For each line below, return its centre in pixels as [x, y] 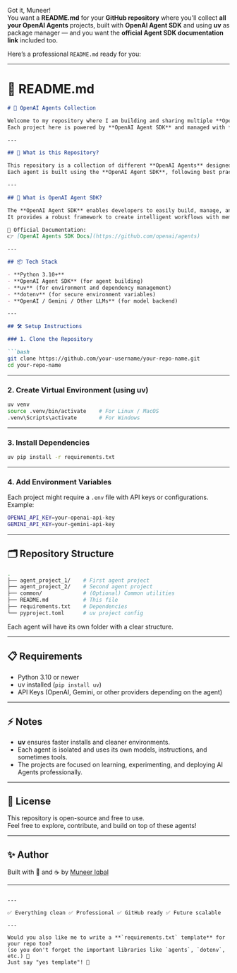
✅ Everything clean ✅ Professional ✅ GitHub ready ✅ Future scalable [114, 913]
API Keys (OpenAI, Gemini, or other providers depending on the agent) [120, 692]
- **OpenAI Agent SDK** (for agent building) [75, 281]
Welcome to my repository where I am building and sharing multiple [110, 121]
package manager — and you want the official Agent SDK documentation [116, 33]
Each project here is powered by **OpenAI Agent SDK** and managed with [116, 127]
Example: [21, 505]
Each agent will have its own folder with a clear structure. [91, 627]
